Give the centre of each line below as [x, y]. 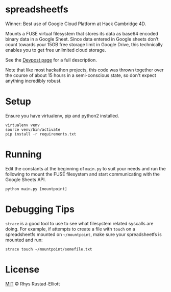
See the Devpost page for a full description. [51, 60]
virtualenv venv [22, 125]
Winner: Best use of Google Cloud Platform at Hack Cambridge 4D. [76, 24]
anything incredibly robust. [33, 81]
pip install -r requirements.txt [41, 134]
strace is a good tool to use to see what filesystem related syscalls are [79, 223]
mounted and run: [24, 240]
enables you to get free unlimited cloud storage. [56, 50]
